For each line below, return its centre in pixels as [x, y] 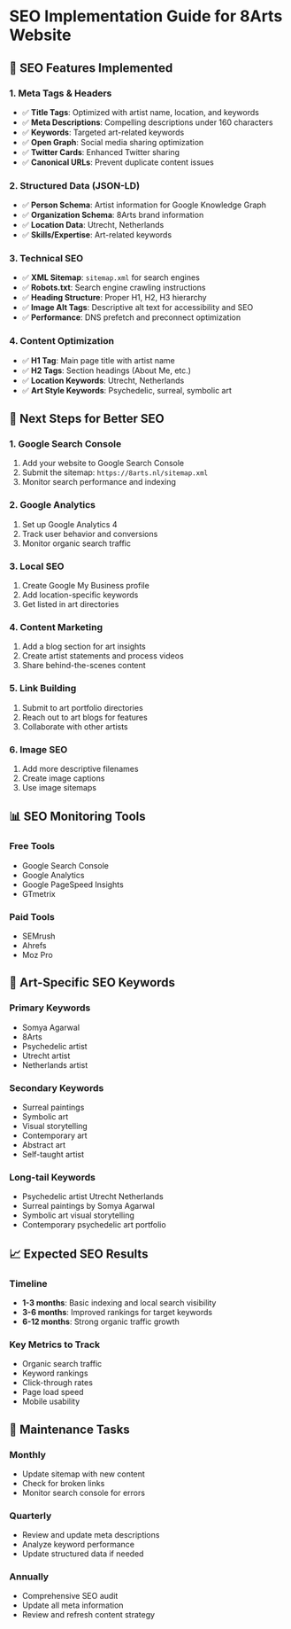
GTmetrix [38, 893]
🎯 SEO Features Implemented [91, 68]
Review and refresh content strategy [88, 1615]
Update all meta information [73, 1605]
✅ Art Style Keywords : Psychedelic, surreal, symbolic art [127, 390]
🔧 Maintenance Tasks [69, 1429]
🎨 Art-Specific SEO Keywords [92, 982]
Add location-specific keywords [80, 595]
